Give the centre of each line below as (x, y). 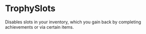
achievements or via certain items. (39, 27)
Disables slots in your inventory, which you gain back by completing (73, 22)
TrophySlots (30, 8)
